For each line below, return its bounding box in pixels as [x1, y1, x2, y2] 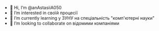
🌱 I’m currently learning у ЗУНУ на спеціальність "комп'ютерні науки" [9, 15, 155, 21]
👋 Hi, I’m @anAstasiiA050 [9, 5, 62, 10]
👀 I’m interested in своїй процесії [9, 10, 78, 16]
